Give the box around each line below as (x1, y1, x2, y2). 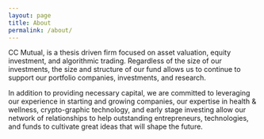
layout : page (8, 11, 52, 20)
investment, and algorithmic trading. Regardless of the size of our (8, 56, 222, 66)
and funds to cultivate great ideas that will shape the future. (8, 122, 204, 131)
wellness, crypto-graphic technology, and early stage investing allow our (8, 105, 247, 115)
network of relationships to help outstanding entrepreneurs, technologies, (8, 114, 249, 123)
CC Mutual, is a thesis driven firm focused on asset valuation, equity (8, 48, 231, 58)
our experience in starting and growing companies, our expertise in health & (8, 96, 257, 107)
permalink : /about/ (8, 26, 73, 34)
